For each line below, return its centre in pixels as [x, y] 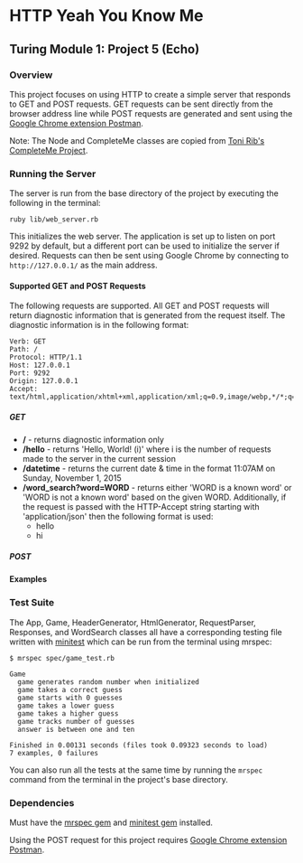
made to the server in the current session [99, 459]
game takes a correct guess [70, 689]
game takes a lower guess [66, 706]
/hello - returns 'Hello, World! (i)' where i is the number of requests [147, 449]
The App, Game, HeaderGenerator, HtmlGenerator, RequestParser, [133, 622]
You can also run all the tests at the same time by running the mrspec [136, 770]
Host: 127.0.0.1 [40, 366]
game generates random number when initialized [109, 682]
